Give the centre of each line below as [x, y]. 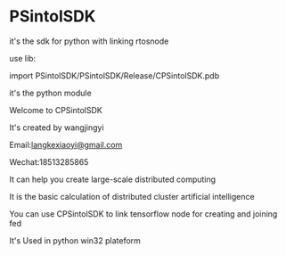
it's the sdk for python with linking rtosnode [89, 41]
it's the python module [50, 93]
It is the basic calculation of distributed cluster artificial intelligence [132, 196]
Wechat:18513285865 [49, 161]
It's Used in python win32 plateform [75, 240]
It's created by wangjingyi [57, 127]
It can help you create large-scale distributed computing [113, 179]
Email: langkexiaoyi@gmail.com [66, 144]
